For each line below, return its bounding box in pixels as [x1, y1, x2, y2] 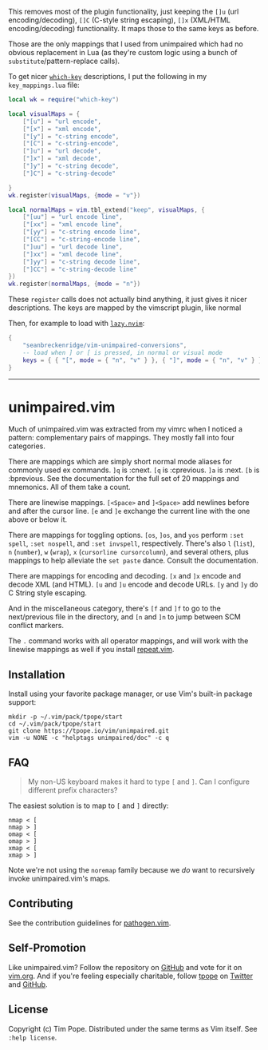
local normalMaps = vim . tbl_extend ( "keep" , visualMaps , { [8, 205, 205, 214]
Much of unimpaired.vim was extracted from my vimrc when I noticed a [8, 424, 243, 434]
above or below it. [8, 515, 68, 524]
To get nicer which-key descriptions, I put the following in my [8, 72, 207, 81]
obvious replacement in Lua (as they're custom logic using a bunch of [8, 48, 238, 57]
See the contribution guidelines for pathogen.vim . [8, 918, 171, 928]
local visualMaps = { [8, 109, 81, 118]
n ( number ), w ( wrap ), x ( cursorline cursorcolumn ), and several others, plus [8, 547, 249, 557]
